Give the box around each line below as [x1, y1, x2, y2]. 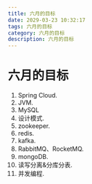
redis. [17, 129, 35, 138]
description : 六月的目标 [8, 36, 75, 43]
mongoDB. [17, 153, 49, 161]
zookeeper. [17, 122, 50, 130]
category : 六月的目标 [8, 29, 65, 37]
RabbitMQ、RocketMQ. [17, 145, 84, 153]
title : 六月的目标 [8, 10, 56, 17]
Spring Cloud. [17, 91, 57, 100]
